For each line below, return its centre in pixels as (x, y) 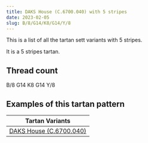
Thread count (32, 71)
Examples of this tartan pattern (65, 104)
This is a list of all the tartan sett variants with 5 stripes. (74, 40)
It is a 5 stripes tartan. (33, 52)
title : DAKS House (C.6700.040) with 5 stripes (67, 12)
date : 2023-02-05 (28, 17)
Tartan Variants (48, 121)
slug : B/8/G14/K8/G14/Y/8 (38, 23)
